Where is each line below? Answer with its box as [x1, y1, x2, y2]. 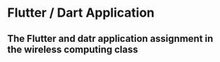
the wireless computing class [7, 43, 139, 55]
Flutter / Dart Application [7, 5, 155, 21]
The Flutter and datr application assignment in [7, 33, 214, 45]
